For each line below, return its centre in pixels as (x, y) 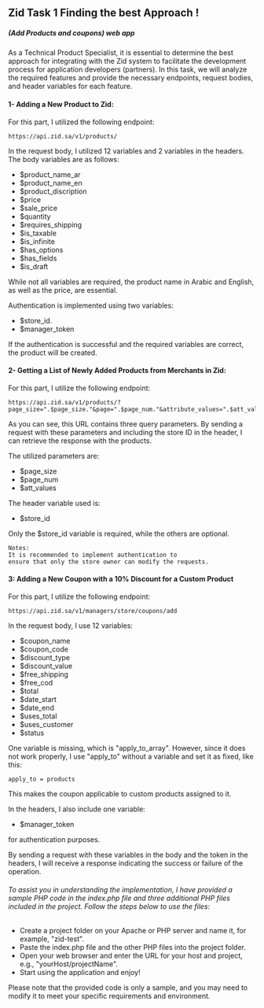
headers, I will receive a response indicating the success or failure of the (126, 863)
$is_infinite (37, 241)
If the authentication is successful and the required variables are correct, (126, 344)
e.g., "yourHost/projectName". (68, 964)
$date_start (38, 699)
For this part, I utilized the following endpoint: (81, 122)
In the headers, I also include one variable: (77, 809)
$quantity (35, 216)
